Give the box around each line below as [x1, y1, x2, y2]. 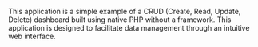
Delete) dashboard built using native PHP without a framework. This [8, 15, 232, 24]
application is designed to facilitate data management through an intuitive [8, 23, 250, 32]
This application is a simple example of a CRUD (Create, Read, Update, [8, 7, 241, 16]
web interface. [8, 31, 56, 41]
